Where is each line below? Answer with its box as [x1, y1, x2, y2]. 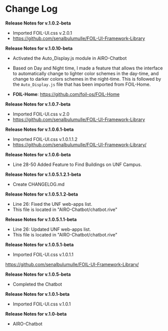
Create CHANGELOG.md [12, 181, 65, 187]
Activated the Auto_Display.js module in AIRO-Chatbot [12, 55, 127, 61]
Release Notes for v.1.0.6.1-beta [5, 126, 74, 132]
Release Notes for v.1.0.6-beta [5, 151, 71, 157]
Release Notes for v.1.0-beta [5, 311, 67, 317]
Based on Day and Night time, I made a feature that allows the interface [12, 65, 163, 71]
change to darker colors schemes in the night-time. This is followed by [12, 76, 161, 82]
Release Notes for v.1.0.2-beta [5, 20, 71, 26]
